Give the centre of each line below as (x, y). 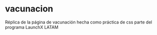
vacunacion (29, 9)
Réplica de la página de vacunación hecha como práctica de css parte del (78, 22)
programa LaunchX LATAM (32, 27)
